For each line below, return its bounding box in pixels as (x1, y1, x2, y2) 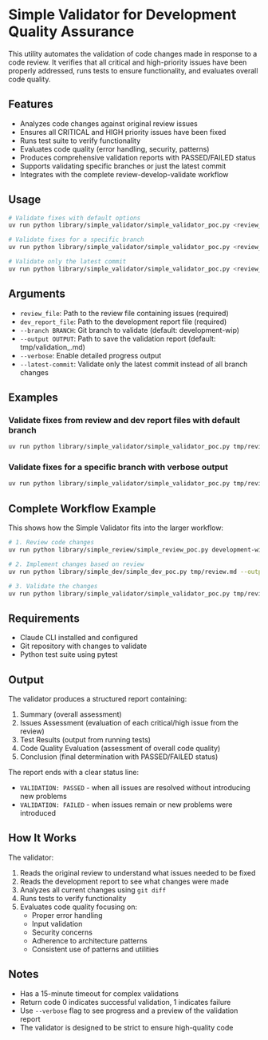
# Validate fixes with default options (8, 214, 141, 222)
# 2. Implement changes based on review (8, 560, 145, 568)
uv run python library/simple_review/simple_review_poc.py (8, 546, 209, 554)
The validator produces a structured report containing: (8, 694, 187, 704)
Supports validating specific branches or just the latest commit (19, 161, 227, 171)
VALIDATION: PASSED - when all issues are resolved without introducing (19, 783, 250, 793)
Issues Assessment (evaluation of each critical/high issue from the (19, 718, 239, 728)
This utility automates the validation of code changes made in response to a (8, 49, 258, 58)
